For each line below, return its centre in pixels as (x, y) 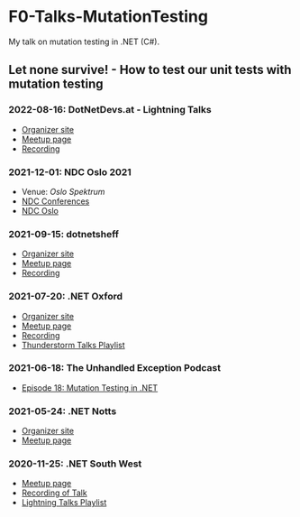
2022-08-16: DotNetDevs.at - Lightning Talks (110, 110)
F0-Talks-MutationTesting (109, 17)
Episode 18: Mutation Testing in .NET (90, 388)
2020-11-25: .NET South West (75, 464)
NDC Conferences (55, 201)
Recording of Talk (54, 493)
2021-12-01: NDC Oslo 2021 (70, 171)
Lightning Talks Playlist (64, 503)
